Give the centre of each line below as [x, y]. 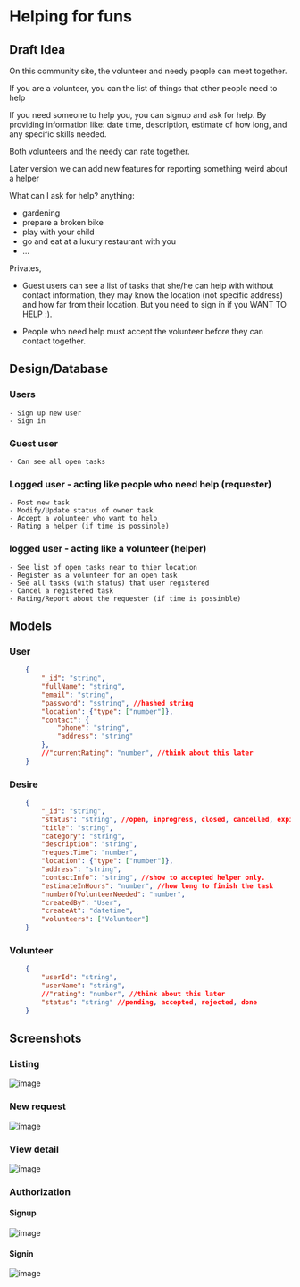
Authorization [40, 1191]
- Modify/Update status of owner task [81, 511]
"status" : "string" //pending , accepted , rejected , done [150, 1002]
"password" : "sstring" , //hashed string [117, 703]
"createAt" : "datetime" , [87, 911]
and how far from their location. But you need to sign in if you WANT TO [154, 305]
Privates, [25, 268]
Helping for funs [71, 17]
